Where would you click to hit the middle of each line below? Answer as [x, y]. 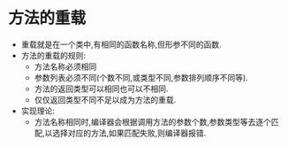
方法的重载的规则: [53, 55]
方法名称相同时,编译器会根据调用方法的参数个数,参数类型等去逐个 [152, 121]
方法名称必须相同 [65, 66]
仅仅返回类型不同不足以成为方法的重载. [105, 99]
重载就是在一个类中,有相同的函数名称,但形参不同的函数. [121, 44]
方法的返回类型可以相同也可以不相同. [101, 89]
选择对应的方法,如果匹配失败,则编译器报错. [129, 133]
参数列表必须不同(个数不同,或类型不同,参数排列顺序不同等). [141, 77]
